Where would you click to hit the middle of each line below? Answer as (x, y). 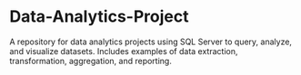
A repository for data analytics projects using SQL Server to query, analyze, (151, 42)
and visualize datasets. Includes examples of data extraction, (124, 51)
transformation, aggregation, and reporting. (91, 61)
